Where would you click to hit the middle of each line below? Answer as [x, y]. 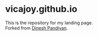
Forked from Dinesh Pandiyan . [37, 28]
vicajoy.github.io [41, 9]
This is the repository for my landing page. [49, 23]
